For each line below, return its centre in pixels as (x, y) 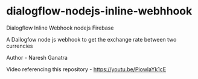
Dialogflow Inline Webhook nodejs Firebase (60, 28)
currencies (20, 46)
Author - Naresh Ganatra (37, 57)
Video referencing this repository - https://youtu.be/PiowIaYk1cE (86, 69)
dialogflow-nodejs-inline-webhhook (99, 11)
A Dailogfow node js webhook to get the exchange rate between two (91, 39)
